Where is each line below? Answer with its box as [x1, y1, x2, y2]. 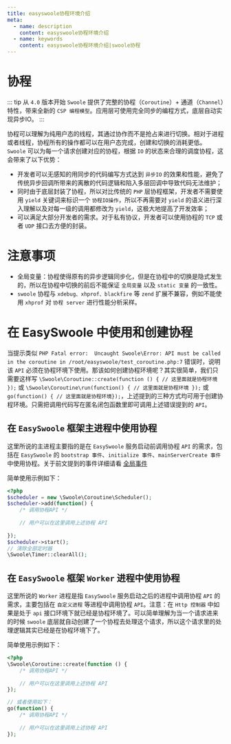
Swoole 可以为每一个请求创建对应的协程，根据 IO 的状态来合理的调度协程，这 [7, 146, 224, 155]
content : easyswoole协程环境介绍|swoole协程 [19, 42, 141, 49]
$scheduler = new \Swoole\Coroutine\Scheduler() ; [7, 494, 153, 501]
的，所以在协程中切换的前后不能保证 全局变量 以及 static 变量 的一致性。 [16, 281, 221, 289]
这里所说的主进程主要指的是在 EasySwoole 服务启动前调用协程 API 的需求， [7, 441, 217, 450]
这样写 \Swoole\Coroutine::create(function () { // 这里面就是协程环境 [19, 374, 218, 382]
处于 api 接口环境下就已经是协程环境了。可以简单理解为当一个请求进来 [19, 609, 219, 617]
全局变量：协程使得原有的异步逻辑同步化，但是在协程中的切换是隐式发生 [16, 272, 222, 281]
